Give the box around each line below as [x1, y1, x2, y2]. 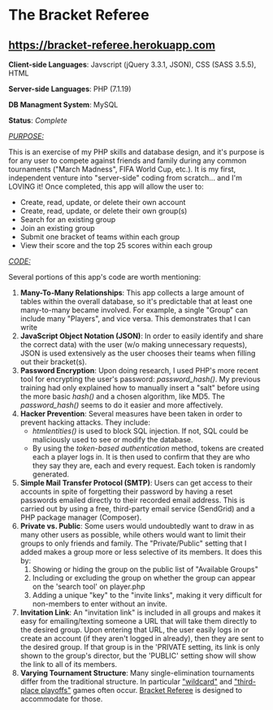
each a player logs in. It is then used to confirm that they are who [32, 452, 250, 461]
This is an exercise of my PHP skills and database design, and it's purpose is [8, 147, 265, 156]
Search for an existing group [19, 215, 116, 224]
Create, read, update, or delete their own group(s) [19, 206, 188, 216]
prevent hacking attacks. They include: [19, 417, 150, 427]
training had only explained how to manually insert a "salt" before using [19, 383, 260, 392]
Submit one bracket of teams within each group [19, 232, 180, 242]
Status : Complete [8, 115, 67, 125]
